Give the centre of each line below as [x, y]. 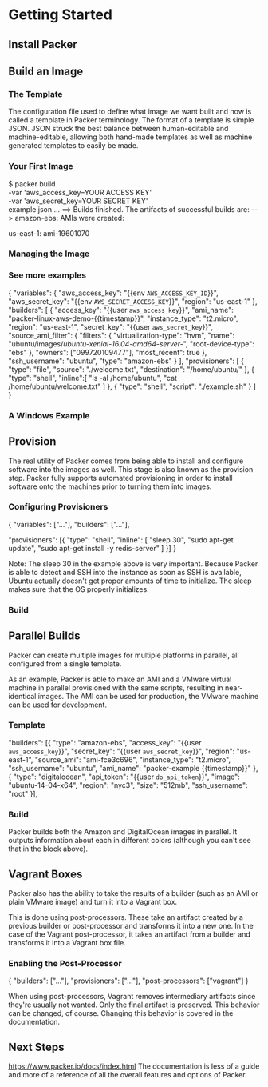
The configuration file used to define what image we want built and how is [130, 112]
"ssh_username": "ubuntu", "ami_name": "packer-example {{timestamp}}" [130, 768]
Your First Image [41, 166]
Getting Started [61, 15]
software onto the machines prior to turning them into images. [110, 486]
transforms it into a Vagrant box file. [67, 942]
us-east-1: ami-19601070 [49, 233]
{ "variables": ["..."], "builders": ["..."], [69, 524]
